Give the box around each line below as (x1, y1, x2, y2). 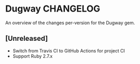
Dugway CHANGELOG (5, 3, 100, 15)
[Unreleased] (5, 34, 48, 43)
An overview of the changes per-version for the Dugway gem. (5, 20, 135, 26)
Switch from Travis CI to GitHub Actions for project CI (12, 47, 125, 53)
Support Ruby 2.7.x (12, 53, 53, 59)
